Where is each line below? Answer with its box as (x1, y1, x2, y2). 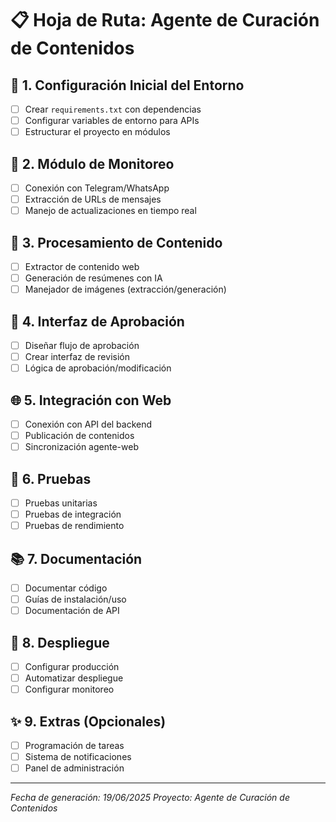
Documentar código (24, 582, 108, 594)
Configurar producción (24, 661, 120, 672)
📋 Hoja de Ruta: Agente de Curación (10, 9, 320, 32)
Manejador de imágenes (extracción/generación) (24, 283, 227, 296)
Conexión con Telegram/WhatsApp (24, 182, 170, 194)
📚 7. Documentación (10, 550, 143, 567)
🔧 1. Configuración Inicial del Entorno (10, 77, 245, 94)
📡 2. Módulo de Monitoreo (10, 155, 175, 172)
